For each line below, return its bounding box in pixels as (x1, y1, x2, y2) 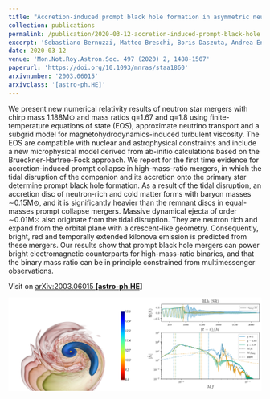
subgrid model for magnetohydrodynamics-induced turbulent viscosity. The (8, 129, 260, 139)
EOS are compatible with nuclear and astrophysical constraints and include (8, 137, 257, 148)
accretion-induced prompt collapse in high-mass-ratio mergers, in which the (8, 163, 262, 173)
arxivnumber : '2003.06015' (8, 72, 99, 80)
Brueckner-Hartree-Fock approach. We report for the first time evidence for (8, 155, 260, 165)
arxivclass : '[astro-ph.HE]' (8, 80, 106, 88)
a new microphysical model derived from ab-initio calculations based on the (8, 146, 260, 156)
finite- (209, 112, 231, 122)
